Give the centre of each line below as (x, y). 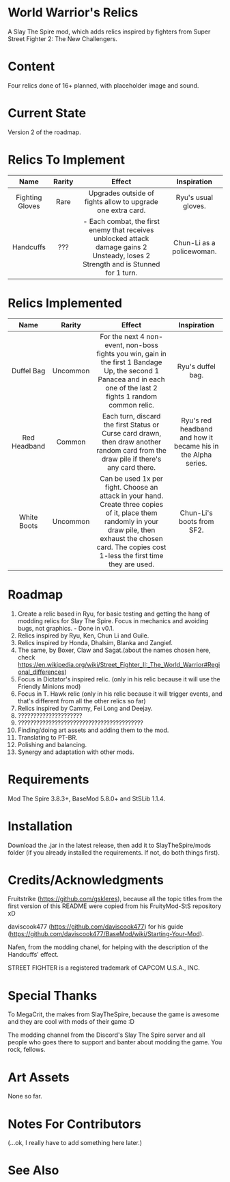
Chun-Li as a (195, 242)
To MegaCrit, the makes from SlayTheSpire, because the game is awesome (114, 1014)
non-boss (142, 345)
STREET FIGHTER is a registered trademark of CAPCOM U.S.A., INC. (104, 968)
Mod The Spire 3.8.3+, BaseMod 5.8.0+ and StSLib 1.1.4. (87, 799)
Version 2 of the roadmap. (44, 132)
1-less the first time (131, 555)
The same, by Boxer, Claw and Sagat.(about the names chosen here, (114, 650)
